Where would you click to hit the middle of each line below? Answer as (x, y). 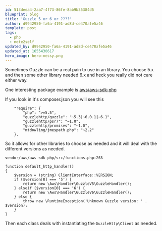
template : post (21, 28)
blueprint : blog (22, 14)
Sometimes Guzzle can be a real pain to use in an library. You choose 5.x (80, 70)
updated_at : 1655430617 (30, 51)
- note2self (22, 42)
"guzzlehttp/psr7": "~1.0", (52, 122)
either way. (17, 80)
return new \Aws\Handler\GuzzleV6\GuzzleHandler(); (78, 193)
